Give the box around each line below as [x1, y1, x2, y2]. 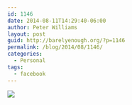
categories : [7, 51, 43, 58]
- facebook [13, 70, 46, 77]
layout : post [7, 30, 46, 38]
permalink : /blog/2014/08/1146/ [7, 44, 103, 51]
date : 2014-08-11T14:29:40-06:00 [7, 17, 106, 24]
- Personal [13, 57, 46, 64]
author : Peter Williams [7, 24, 78, 31]
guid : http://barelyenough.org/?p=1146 [7, 37, 126, 44]
